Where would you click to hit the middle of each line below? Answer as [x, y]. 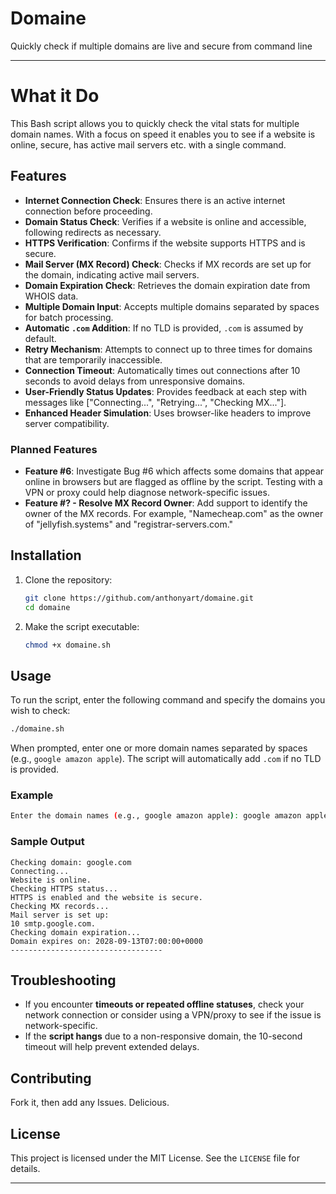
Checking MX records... [60, 906]
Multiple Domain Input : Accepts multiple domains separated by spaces [172, 306]
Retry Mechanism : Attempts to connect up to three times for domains [168, 349]
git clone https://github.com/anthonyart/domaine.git [139, 598]
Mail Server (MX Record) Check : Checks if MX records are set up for [168, 264]
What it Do [55, 96]
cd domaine [47, 607]
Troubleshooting [63, 980]
